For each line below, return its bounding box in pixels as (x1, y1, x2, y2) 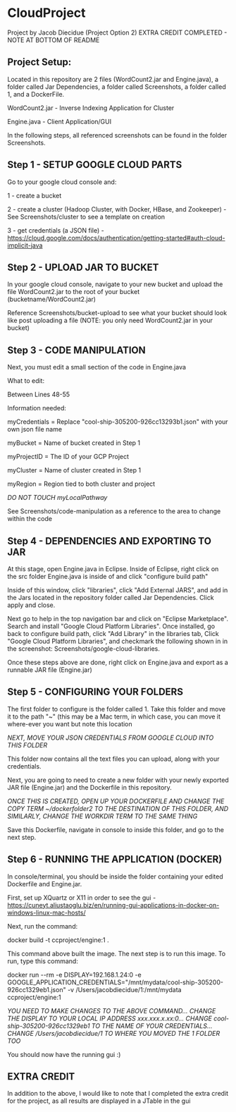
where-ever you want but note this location (7, 719, 132, 728)
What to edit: (7, 377, 44, 385)
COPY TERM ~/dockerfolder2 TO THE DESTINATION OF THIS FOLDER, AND (7, 804, 229, 812)
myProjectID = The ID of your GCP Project (7, 453, 129, 461)
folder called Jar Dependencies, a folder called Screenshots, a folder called (7, 83, 227, 91)
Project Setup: (7, 56, 72, 68)
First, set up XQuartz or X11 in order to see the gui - (7, 893, 156, 902)
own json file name (7, 425, 62, 434)
